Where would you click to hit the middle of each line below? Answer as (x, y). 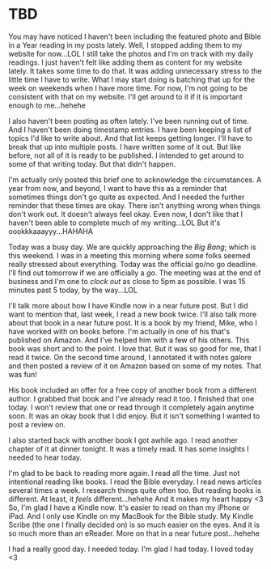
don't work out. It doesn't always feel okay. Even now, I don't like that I (125, 214)
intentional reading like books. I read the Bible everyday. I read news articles (135, 482)
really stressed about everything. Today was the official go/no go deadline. (133, 264)
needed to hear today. (45, 457)
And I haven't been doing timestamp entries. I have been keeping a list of (130, 130)
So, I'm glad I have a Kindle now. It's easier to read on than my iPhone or (129, 507)
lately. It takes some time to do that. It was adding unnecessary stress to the (135, 70)
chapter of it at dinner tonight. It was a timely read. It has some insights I (129, 448)
